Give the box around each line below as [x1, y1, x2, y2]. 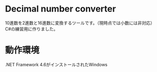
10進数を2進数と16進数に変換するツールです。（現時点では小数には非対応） [5, 20, 155, 26]
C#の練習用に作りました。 [5, 26, 59, 32]
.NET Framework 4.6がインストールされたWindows [5, 61, 108, 67]
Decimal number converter [5, 3, 116, 14]
